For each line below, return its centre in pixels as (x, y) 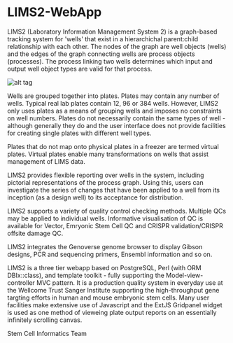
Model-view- (184, 275)
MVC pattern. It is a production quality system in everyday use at (129, 282)
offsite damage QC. (35, 233)
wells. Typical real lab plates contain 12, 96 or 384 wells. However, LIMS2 (113, 103)
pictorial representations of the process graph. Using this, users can (106, 182)
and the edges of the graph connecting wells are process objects (101, 54)
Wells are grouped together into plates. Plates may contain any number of (113, 96)
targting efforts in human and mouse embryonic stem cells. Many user (108, 297)
